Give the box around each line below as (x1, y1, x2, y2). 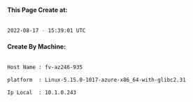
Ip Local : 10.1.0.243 (7, 89, 77, 96)
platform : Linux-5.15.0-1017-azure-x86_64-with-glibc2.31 (7, 77, 187, 84)
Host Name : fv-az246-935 (7, 64, 83, 71)
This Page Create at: (7, 6, 68, 14)
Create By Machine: (7, 42, 66, 50)
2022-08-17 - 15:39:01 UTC (7, 27, 86, 34)
